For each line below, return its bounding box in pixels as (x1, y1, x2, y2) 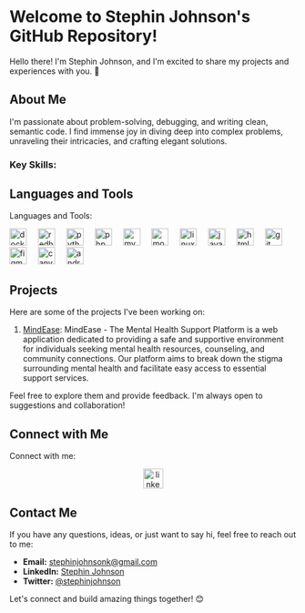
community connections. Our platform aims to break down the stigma (22, 353, 283, 364)
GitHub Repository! (9, 26, 158, 46)
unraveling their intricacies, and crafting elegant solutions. (9, 135, 228, 147)
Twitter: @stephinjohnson (22, 576, 121, 587)
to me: (9, 538, 34, 549)
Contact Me (9, 505, 77, 520)
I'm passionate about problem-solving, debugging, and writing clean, (9, 116, 269, 127)
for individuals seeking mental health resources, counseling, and (22, 343, 266, 354)
